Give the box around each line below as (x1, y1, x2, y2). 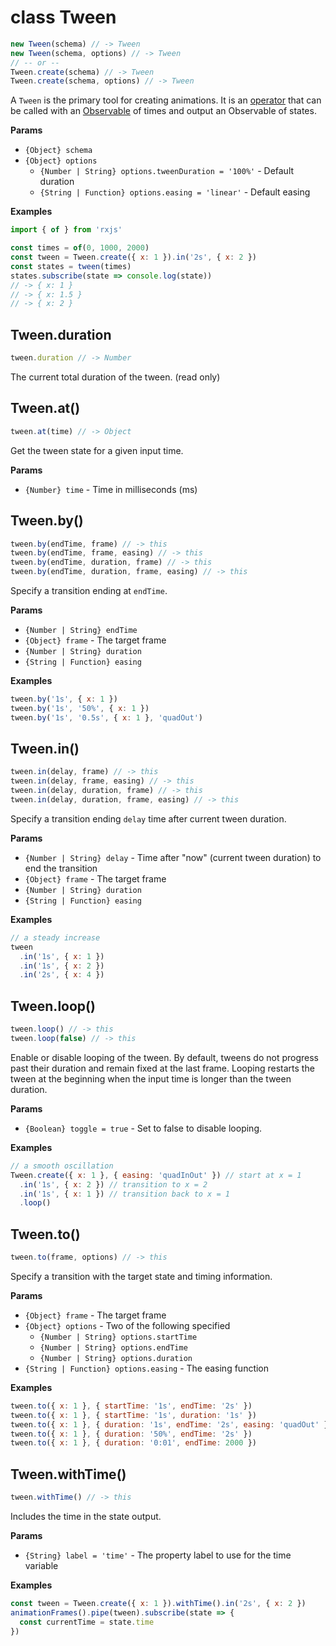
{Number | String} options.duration (39, 1353, 193, 1363)
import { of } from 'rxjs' (10, 225, 123, 235)
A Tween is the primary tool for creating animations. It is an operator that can (10, 94, 322, 106)
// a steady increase (10, 932, 101, 943)
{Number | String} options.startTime (39, 1332, 198, 1342)
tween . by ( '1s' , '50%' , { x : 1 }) (10, 703, 150, 713)
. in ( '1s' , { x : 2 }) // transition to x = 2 (19, 1179, 208, 1190)
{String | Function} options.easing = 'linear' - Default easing (39, 186, 311, 198)
